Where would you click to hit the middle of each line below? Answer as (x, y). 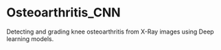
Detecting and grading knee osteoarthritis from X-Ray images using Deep (110, 32)
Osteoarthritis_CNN (63, 13)
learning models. (30, 38)
